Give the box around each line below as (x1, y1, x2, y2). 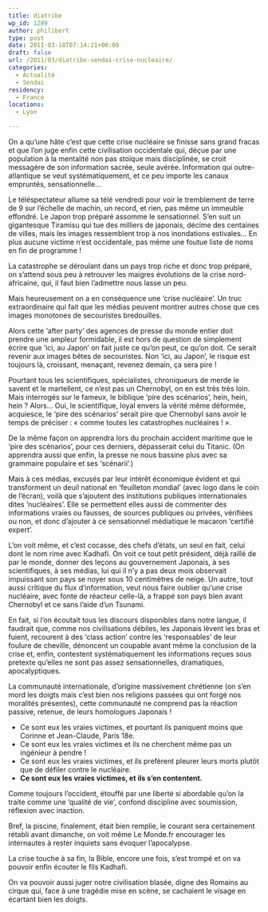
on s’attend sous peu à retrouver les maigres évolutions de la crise (8, 270, 227, 279)
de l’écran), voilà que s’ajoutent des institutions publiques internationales (8, 492, 247, 500)
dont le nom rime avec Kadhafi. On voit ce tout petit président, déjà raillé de (8, 549, 257, 559)
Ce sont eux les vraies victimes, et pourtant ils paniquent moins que (19, 723, 243, 732)
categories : (8, 64, 48, 72)
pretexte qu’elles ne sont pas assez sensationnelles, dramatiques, (8, 657, 225, 667)
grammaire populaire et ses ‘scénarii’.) (8, 459, 134, 468)
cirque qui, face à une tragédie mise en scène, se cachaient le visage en (8, 886, 246, 895)
